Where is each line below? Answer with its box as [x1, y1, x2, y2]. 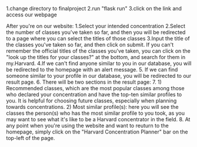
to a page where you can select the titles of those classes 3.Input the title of [6, 35, 190, 42]
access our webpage [6, 11, 57, 18]
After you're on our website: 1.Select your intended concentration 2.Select [6, 23, 185, 29]
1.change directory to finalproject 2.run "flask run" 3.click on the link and [6, 5, 182, 12]
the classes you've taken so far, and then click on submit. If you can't [6, 41, 174, 48]
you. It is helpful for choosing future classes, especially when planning [6, 97, 177, 104]
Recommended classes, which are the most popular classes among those [6, 85, 185, 91]
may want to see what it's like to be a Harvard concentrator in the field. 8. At [6, 116, 191, 122]
